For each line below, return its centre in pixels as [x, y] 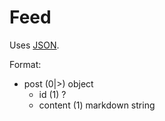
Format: [25, 64]
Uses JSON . [34, 45]
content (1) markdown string [97, 105]
